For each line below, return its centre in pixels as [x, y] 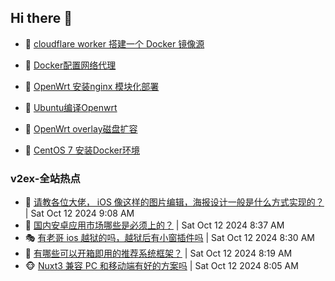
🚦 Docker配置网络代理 [70, 65]
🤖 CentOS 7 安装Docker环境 [82, 150]
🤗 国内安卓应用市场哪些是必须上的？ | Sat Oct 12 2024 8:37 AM [154, 225]
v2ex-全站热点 [45, 178]
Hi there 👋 [41, 18]
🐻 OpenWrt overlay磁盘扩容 [81, 128]
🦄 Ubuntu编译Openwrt [71, 107]
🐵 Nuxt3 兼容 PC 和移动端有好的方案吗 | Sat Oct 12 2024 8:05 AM [161, 266]
